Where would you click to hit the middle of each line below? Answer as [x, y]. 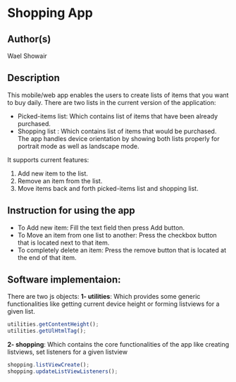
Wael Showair [27, 56]
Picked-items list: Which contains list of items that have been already [118, 116]
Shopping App [50, 13]
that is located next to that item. [63, 242]
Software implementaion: [64, 280]
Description [33, 78]
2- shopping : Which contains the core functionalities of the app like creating [118, 345]
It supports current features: [48, 159]
